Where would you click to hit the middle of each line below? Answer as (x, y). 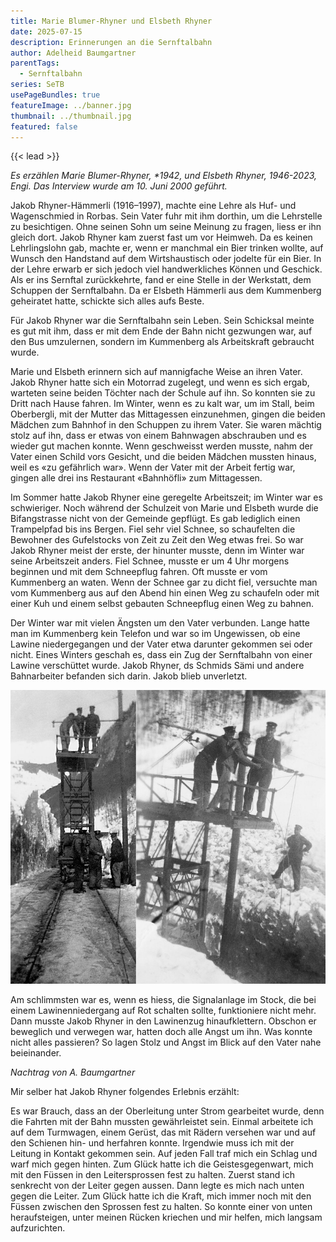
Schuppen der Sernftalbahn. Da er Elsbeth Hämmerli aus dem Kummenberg (166, 291)
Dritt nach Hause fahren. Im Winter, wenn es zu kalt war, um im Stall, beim (162, 404)
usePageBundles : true (55, 95)
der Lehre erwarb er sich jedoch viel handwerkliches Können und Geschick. (166, 269)
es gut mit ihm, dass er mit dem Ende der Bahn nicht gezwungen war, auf (161, 331)
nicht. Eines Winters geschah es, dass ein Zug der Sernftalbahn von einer (161, 655)
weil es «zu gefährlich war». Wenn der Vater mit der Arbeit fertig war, (153, 467)
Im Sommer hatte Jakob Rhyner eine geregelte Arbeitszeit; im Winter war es (166, 497)
